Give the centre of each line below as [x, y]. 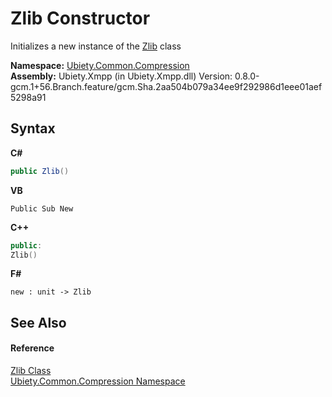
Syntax [33, 128]
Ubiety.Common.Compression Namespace [98, 381]
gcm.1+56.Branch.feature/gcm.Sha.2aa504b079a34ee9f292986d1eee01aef [166, 86]
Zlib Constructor [80, 18]
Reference [32, 348]
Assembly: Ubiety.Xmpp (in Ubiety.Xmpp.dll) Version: [121, 76]
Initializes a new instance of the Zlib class [96, 46]
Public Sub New [42, 208]
